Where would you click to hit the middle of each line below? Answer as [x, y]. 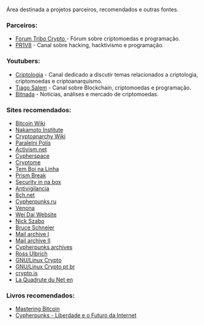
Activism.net [31, 149]
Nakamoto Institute [39, 129]
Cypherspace [32, 156]
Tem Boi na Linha [37, 169]
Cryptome [28, 162]
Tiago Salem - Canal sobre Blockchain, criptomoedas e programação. [103, 87]
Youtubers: [23, 61]
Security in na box [38, 182]
